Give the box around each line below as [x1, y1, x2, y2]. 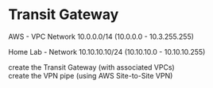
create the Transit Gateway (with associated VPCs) [8, 62, 175, 72]
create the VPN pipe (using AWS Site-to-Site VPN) [8, 71, 173, 80]
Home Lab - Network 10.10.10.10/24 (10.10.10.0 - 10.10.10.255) [8, 47, 206, 56]
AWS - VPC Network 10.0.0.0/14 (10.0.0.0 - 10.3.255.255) [8, 32, 195, 41]
